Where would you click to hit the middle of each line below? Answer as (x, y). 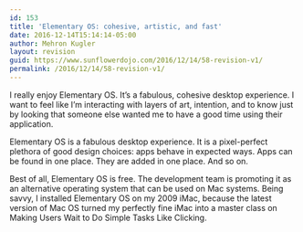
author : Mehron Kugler (52, 43)
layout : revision (42, 52)
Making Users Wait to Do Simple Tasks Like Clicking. (108, 217)
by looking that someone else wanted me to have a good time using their (146, 114)
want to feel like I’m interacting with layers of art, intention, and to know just (151, 104)
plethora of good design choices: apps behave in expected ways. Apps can (151, 151)
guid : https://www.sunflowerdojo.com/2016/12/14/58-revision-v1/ (136, 60)
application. (31, 123)
